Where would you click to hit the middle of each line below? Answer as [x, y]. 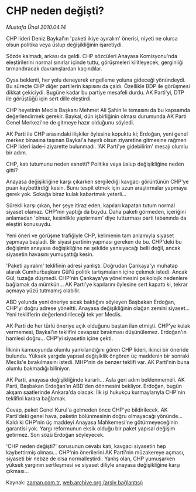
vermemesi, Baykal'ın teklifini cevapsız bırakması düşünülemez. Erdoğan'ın [97, 332]
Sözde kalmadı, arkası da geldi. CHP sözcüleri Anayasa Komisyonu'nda [92, 56]
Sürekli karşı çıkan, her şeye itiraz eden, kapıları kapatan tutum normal [91, 205]
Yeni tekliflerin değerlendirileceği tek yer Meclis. [64, 314]
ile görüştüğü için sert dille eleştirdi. [49, 99]
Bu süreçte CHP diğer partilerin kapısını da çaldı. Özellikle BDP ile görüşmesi [98, 86]
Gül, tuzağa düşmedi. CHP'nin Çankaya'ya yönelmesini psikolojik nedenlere [97, 278]
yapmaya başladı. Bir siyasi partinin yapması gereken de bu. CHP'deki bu [94, 241]
